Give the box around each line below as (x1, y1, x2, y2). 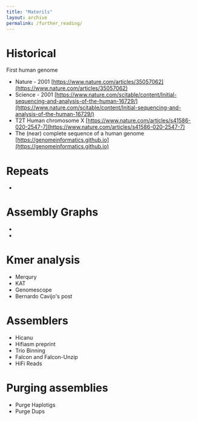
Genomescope (15, 286, 53, 293)
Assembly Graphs (6, 205, 99, 219)
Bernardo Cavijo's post (15, 293, 73, 300)
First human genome (6, 66, 58, 74)
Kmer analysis (6, 253, 81, 267)
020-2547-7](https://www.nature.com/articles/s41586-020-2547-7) (15, 123, 185, 131)
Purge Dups (15, 408, 45, 415)
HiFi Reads (15, 360, 42, 368)
